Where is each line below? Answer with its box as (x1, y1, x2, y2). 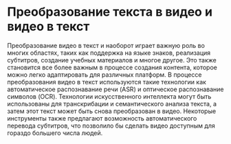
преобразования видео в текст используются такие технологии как (7, 77, 206, 86)
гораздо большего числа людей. (7, 128, 103, 137)
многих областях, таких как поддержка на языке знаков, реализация (7, 49, 211, 57)
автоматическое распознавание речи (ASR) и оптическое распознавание (7, 85, 224, 93)
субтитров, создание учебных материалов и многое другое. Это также (7, 56, 217, 64)
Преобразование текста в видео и (7, 4, 213, 20)
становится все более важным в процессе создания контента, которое (7, 63, 218, 71)
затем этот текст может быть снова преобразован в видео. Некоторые (7, 107, 217, 115)
